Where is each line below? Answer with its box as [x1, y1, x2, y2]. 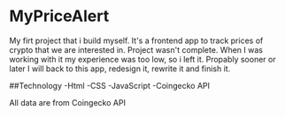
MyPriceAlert [9, 6, 110, 26]
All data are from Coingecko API [9, 97, 127, 107]
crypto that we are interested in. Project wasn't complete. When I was [9, 44, 264, 55]
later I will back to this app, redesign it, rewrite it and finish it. [9, 63, 231, 74]
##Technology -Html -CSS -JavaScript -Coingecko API [9, 80, 211, 91]
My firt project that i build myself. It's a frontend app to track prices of [9, 35, 264, 46]
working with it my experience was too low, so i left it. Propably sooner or [9, 54, 276, 64]
